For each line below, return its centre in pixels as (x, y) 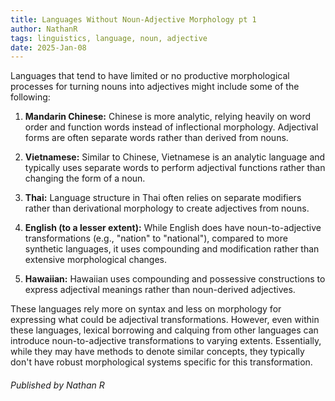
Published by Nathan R (57, 385)
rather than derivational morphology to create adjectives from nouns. (167, 208)
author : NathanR (44, 29)
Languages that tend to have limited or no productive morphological (150, 76)
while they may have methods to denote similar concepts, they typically (157, 352)
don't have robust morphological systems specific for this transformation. (161, 362)
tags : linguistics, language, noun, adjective (109, 38)
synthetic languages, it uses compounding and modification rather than (172, 249)
